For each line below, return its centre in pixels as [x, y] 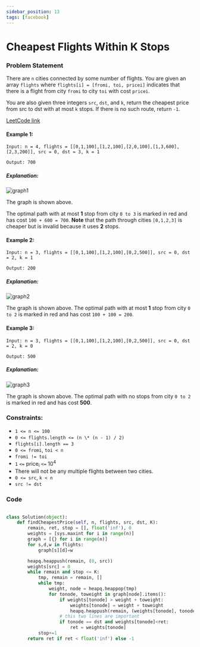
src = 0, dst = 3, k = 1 [69, 152]
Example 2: [20, 240]
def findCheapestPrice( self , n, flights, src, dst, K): [88, 522]
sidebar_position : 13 [33, 12]
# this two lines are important [99, 617]
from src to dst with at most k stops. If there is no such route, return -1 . [93, 109]
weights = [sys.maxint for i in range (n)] [81, 534]
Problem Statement [35, 65]
